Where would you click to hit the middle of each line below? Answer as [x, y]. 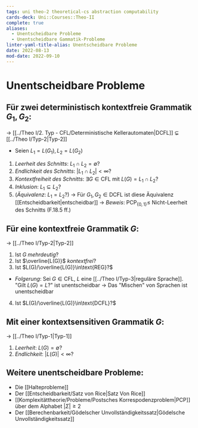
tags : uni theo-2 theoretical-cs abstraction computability [83, 12]
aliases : [17, 28]
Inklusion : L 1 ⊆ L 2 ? [38, 187]
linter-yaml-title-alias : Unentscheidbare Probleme [72, 45]
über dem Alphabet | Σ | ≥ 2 [48, 406]
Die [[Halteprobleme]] [41, 387]
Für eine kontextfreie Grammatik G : [72, 229]
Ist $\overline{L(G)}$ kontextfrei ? [55, 261]
